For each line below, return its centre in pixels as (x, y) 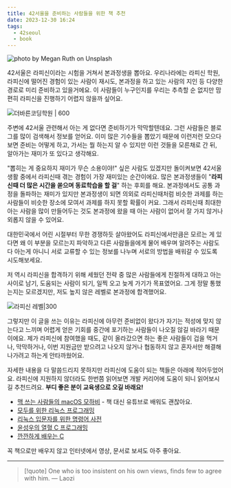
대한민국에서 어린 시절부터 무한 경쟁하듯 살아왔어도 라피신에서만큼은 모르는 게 (111, 234)
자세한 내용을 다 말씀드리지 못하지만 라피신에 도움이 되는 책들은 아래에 (101, 370)
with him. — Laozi (49, 478)
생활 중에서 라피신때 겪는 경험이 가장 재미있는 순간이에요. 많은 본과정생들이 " (109, 177)
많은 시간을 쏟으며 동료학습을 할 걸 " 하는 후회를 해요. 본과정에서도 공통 (120, 186)
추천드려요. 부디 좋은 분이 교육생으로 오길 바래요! (79, 387)
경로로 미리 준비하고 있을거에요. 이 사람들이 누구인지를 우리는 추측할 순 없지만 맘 (114, 90)
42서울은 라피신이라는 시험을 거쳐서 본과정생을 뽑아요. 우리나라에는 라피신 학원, (114, 73)
